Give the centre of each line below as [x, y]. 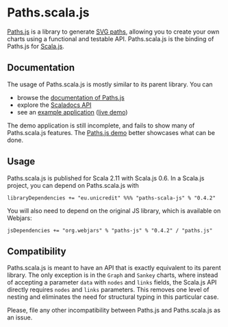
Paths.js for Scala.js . [36, 46]
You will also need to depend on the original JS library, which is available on [114, 210]
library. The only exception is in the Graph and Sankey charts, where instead [113, 275]
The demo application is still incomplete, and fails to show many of [101, 125]
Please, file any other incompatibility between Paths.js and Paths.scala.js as [114, 311]
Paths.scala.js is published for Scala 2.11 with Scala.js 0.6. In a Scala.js [106, 178]
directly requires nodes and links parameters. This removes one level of [108, 290]
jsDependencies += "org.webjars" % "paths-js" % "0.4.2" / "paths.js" [110, 230]
